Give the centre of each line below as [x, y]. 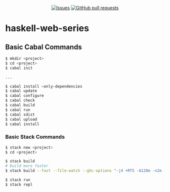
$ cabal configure [25, 96]
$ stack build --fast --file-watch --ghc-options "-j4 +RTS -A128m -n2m [83, 171]
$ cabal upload [21, 119]
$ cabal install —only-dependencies [44, 86]
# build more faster [27, 166]
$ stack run [18, 180]
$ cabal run [18, 110]
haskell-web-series [47, 28]
